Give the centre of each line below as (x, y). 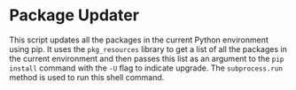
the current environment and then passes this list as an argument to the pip (147, 58)
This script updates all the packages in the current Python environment (139, 40)
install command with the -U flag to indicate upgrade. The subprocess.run (146, 68)
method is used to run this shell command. (87, 77)
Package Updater (74, 15)
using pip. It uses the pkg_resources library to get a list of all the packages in (148, 49)
